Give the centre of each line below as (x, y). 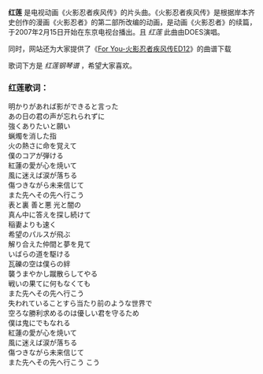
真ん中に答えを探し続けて (50, 215)
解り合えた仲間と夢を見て (50, 244)
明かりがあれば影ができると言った (63, 106)
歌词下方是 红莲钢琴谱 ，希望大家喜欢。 (72, 65)
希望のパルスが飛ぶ (39, 235)
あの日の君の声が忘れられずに (56, 117)
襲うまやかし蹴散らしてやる (53, 274)
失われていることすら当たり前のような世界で (80, 303)
